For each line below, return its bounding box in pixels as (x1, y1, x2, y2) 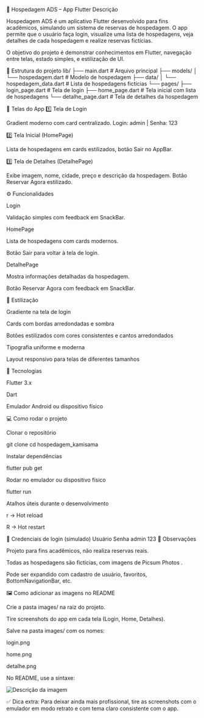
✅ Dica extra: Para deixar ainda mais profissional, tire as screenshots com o (6, 698, 197, 705)
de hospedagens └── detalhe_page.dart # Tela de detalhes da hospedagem (6, 93, 199, 100)
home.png (6, 651, 32, 658)
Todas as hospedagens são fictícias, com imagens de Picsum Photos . (6, 559, 183, 566)
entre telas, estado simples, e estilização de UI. (6, 55, 125, 62)
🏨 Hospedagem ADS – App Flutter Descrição (6, 6, 118, 13)
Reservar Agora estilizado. (6, 179, 73, 185)
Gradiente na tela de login (6, 308, 71, 315)
